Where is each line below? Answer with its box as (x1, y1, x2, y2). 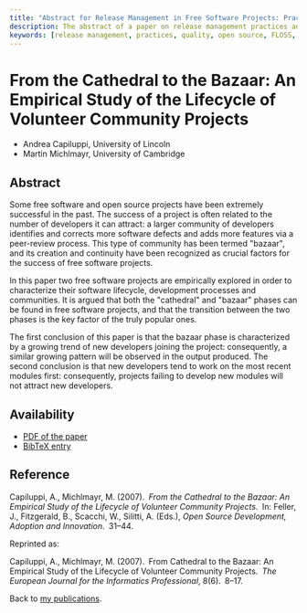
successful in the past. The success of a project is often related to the (9, 209, 272, 220)
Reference (9, 467, 70, 482)
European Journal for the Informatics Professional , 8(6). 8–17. (9, 575, 244, 586)
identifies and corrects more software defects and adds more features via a (9, 228, 294, 239)
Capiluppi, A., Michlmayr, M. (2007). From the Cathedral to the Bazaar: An (9, 491, 291, 502)
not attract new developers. (9, 380, 113, 391)
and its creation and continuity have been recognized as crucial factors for (9, 248, 291, 259)
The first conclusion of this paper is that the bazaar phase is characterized (9, 332, 291, 343)
